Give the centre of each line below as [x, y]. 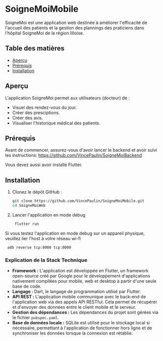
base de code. [27, 286]
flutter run [27, 224]
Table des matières [35, 48]
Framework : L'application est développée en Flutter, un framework [80, 270]
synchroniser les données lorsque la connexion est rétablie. [72, 333]
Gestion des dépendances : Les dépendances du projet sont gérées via [85, 312]
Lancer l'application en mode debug [49, 215]
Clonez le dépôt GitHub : [37, 192]
